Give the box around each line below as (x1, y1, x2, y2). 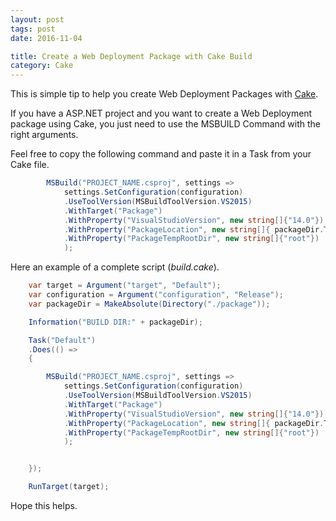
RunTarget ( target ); (28, 482, 110, 492)
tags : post (10, 24, 56, 34)
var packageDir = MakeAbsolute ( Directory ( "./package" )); (28, 299, 271, 309)
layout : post (10, 14, 65, 25)
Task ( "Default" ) (28, 335, 97, 345)
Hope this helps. (10, 500, 78, 511)
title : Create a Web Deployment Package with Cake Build (10, 51, 253, 61)
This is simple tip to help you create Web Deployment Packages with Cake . (10, 88, 319, 100)
